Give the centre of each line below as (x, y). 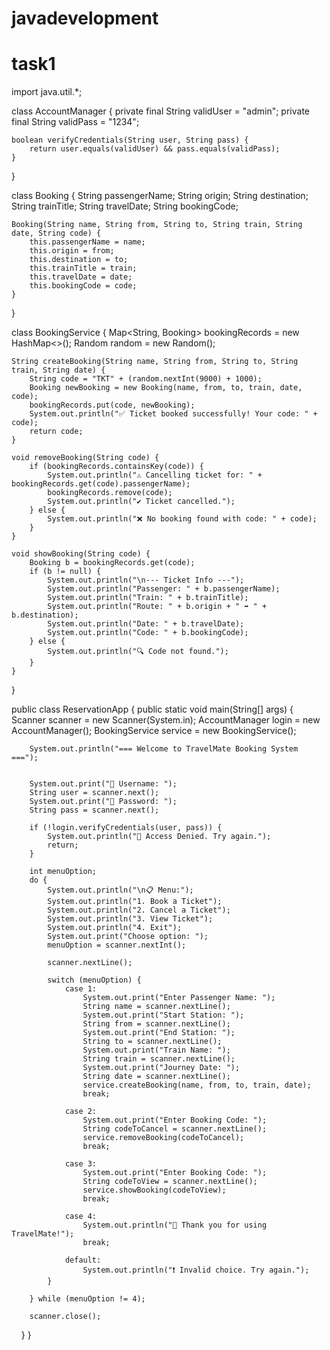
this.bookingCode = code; (83, 286)
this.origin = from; (72, 251)
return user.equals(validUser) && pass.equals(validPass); (155, 149)
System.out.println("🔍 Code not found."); (138, 652)
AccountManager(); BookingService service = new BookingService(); (154, 731)
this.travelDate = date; (81, 277)
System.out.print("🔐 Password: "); (103, 802)
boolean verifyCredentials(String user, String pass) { (130, 140)
